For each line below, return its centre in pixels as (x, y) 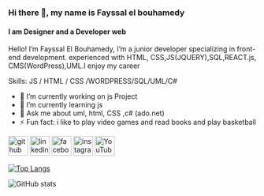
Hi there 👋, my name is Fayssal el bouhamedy (97, 13)
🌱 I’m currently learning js (61, 105)
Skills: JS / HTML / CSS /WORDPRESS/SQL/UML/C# (93, 81)
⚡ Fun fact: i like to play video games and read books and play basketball (138, 122)
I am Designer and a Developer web (67, 32)
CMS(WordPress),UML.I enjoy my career (74, 66)
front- (246, 49)
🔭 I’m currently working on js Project (78, 96)
